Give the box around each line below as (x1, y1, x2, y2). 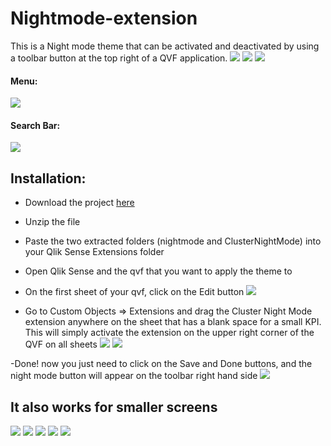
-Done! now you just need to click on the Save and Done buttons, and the (10, 358, 313, 370)
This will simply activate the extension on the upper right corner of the (24, 327, 315, 339)
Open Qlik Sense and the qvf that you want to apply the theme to (24, 265, 293, 277)
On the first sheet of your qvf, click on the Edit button (24, 286, 245, 298)
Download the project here (24, 197, 135, 209)
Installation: (10, 170, 87, 187)
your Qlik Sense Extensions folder (24, 246, 165, 258)
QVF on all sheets (24, 338, 98, 351)
